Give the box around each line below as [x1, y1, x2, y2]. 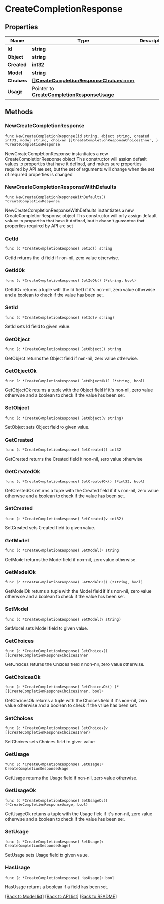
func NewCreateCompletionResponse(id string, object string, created [5, 133, 150, 139]
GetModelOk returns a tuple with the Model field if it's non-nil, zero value [5, 588, 152, 594]
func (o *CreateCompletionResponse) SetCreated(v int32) [5, 516, 123, 521]
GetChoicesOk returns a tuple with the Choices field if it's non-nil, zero [5, 698, 147, 703]
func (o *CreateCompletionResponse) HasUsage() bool [5, 875, 115, 880]
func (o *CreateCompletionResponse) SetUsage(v [5, 839, 104, 844]
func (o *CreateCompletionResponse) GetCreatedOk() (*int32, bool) [5, 479, 145, 484]
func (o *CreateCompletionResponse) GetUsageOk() [5, 798, 108, 803]
